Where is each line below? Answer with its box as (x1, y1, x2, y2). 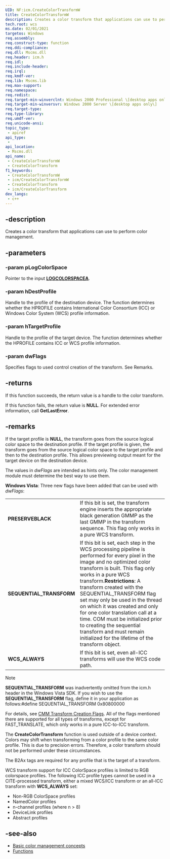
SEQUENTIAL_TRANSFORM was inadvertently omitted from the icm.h (5, 684, 151, 690)
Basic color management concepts (12, 843, 86, 849)
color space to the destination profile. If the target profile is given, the (5, 441, 150, 447)
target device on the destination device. (5, 457, 88, 464)
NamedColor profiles (12, 798, 57, 805)
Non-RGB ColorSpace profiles (12, 793, 75, 799)
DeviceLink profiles (12, 809, 53, 815)
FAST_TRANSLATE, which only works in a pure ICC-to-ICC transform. (5, 721, 150, 728)
